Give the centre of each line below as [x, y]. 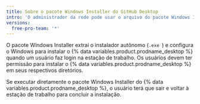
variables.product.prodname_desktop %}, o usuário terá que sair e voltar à [98, 88]
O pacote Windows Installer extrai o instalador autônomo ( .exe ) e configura [100, 45]
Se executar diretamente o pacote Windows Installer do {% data [85, 82]
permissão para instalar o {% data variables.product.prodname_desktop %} [99, 64]
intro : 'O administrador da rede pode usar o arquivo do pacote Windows [98, 17]
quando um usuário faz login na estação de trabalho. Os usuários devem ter [99, 58]
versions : [18, 23]
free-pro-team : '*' [36, 28]
